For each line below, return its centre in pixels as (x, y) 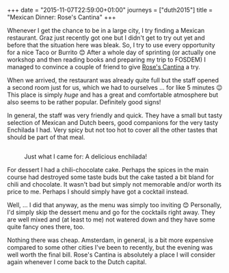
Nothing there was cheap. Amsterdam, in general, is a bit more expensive (110, 240)
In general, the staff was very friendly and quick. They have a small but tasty (115, 115)
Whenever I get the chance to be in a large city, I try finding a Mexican (106, 31)
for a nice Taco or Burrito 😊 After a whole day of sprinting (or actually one (112, 52)
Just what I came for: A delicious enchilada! (86, 156)
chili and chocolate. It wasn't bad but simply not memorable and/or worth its (114, 184)
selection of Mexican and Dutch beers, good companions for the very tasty (113, 122)
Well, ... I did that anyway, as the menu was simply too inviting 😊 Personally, (114, 205)
